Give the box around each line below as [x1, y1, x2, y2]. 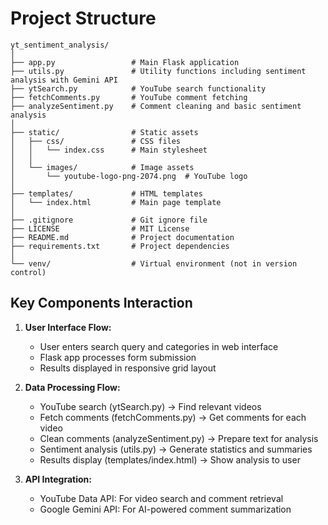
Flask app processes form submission [39, 351, 197, 363]
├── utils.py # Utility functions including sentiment [10, 66, 307, 76]
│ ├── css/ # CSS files [10, 136, 182, 146]
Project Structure [10, 7, 157, 30]
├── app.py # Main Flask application [10, 57, 240, 67]
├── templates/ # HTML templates [10, 188, 203, 199]
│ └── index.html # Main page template [10, 197, 222, 207]
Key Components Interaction [10, 295, 193, 312]
